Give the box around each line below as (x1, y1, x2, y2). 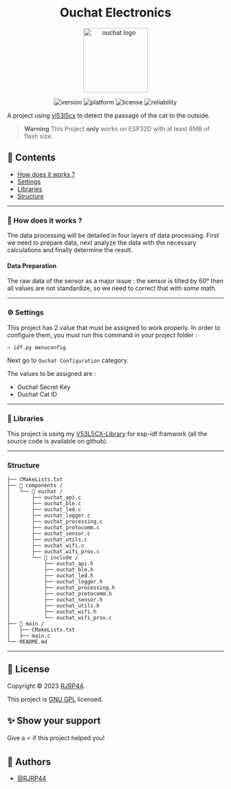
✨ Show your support (7, 715, 101, 726)
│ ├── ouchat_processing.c (7, 518, 103, 525)
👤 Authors (7, 756, 52, 768)
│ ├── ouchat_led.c (7, 507, 81, 513)
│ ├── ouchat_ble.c (7, 500, 81, 507)
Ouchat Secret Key (16, 383, 71, 391)
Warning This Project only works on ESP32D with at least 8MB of (23, 124, 210, 133)
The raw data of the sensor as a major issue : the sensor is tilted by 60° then (7, 277, 224, 285)
